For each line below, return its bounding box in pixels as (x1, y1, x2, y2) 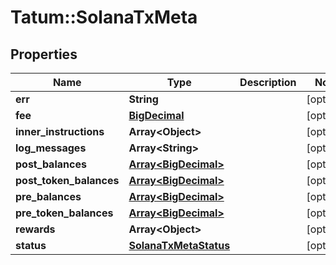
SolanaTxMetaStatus (128, 239, 231, 252)
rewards (15, 222, 56, 236)
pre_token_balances (15, 206, 114, 220)
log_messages (15, 141, 87, 155)
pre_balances (15, 190, 82, 203)
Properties (10, 46, 78, 63)
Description (239, 76, 297, 89)
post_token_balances (15, 174, 120, 187)
